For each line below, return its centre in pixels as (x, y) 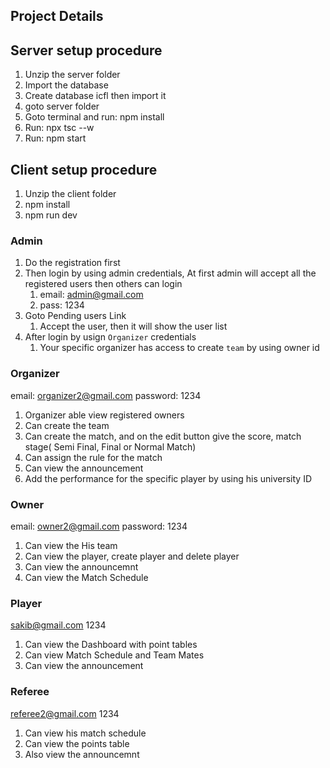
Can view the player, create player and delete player (132, 556)
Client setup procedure (84, 169)
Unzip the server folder (72, 75)
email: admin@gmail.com (91, 295)
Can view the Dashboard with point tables (111, 645)
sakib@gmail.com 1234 (58, 625)
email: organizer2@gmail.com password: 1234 (106, 395)
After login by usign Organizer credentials (110, 337)
